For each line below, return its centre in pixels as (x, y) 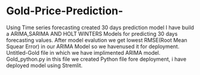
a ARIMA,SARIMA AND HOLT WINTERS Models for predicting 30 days (92, 33)
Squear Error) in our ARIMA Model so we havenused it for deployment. (93, 46)
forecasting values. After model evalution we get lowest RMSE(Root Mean (97, 40)
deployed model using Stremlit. (44, 65)
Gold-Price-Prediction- (65, 11)
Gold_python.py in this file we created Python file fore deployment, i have (96, 59)
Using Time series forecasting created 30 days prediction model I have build (100, 27)
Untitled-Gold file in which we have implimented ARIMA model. (83, 52)
